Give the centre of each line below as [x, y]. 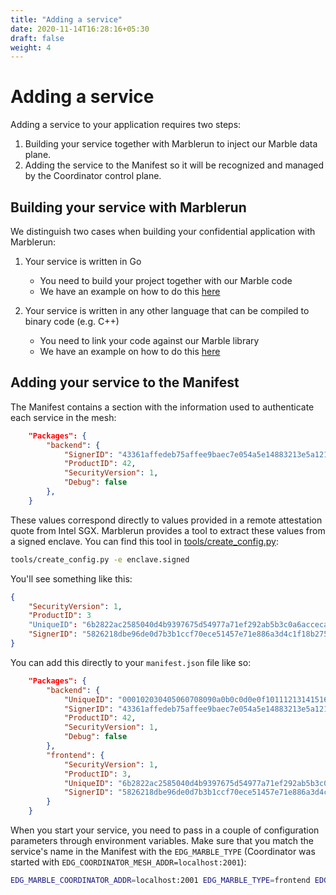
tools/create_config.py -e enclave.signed [100, 559]
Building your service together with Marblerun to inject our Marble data [171, 144]
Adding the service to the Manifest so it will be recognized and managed [174, 165]
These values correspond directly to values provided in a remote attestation [166, 520]
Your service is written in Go [83, 261]
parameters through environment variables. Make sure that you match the [162, 841]
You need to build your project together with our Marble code [166, 280]
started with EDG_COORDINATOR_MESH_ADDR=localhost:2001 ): [128, 862]
